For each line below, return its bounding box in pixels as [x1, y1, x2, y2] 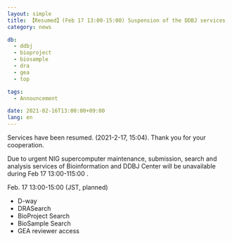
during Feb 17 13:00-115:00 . [7, 170, 89, 178]
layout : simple [7, 10, 52, 18]
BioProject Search [17, 212, 70, 220]
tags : [7, 88, 23, 95]
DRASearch [17, 204, 51, 212]
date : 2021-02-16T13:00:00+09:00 [7, 107, 105, 115]
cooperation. [7, 141, 44, 149]
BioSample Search [17, 219, 72, 228]
